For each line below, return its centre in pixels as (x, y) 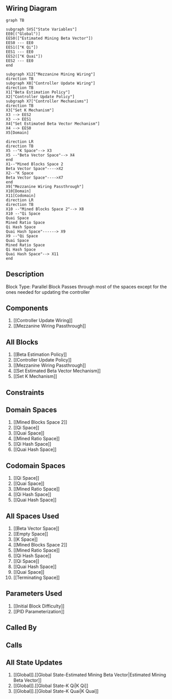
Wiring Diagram (31, 8)
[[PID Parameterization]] (39, 611)
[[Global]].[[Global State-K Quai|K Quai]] (56, 691)
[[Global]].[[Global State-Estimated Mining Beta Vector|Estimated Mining (90, 675)
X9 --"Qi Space (22, 236)
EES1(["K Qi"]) (22, 47)
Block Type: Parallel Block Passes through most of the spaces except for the (86, 287)
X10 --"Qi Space (23, 213)
